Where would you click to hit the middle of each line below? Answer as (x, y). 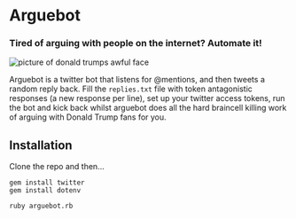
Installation (41, 145)
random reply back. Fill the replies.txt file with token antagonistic (131, 89)
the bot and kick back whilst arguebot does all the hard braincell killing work (148, 108)
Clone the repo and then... (57, 167)
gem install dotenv (45, 191)
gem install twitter (47, 183)
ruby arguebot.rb (41, 206)
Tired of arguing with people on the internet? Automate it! (136, 43)
